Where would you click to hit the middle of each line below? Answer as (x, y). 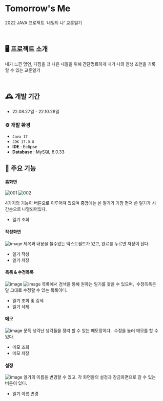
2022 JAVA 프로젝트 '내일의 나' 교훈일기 (43, 23)
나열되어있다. (34, 209)
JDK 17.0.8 (23, 142)
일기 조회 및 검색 (28, 300)
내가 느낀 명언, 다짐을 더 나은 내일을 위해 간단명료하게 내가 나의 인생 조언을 (76, 64)
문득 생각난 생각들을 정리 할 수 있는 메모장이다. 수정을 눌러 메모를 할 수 (91, 330)
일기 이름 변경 (25, 394)
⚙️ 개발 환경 (18, 125)
